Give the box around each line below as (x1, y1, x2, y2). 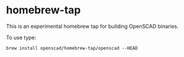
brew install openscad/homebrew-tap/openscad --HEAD (6, 45, 138, 51)
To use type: (6, 34, 36, 41)
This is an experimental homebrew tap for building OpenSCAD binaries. (6, 23, 179, 30)
